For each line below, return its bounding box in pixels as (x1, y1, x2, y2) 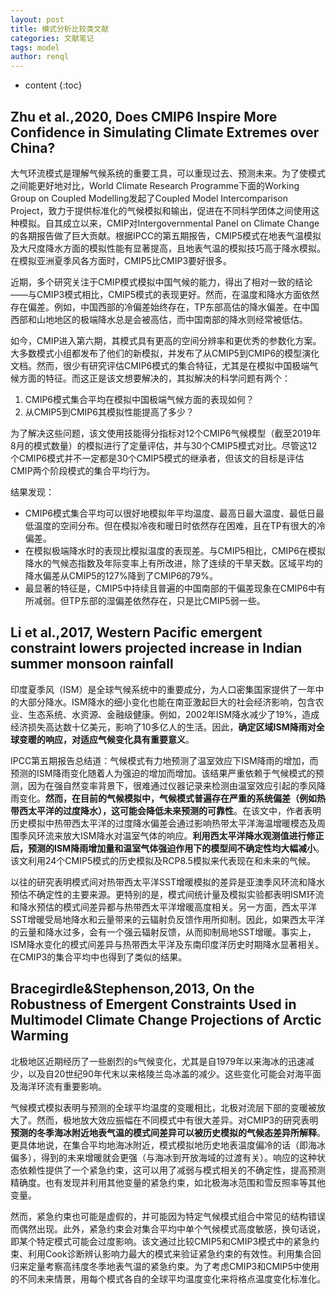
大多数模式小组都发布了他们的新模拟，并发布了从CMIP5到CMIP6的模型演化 (10, 347, 320, 359)
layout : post (10, 14, 65, 25)
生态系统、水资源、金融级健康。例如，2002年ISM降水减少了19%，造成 (27, 708, 320, 720)
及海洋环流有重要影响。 (10, 1080, 107, 1092)
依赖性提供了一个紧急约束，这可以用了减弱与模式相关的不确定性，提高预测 (18, 1164, 326, 1176)
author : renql (10, 52, 70, 62)
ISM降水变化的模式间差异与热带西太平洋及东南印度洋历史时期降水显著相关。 (10, 938, 325, 950)
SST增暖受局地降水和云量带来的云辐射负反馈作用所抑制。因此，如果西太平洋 (10, 913, 325, 925)
